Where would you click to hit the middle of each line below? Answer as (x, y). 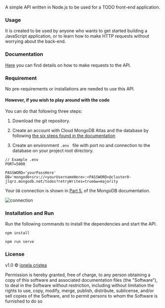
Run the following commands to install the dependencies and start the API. (81, 224)
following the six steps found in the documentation (64, 136)
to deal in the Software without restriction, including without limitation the (80, 285)
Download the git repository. (41, 121)
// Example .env (22, 160)
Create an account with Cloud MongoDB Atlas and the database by (81, 131)
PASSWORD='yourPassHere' (31, 173)
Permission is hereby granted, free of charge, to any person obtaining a (78, 275)
